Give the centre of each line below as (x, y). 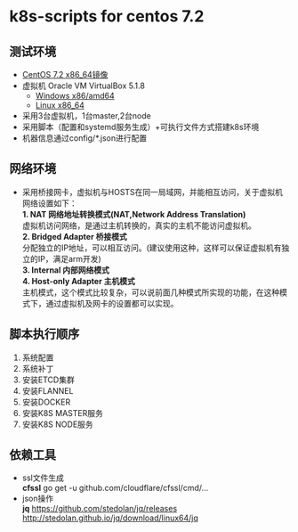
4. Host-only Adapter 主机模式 (78, 281)
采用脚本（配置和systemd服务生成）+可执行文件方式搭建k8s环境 (141, 127)
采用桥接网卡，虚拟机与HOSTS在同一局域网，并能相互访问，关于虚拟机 (152, 192)
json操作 (38, 499)
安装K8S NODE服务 (57, 424)
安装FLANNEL (48, 390)
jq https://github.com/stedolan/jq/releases (100, 509)
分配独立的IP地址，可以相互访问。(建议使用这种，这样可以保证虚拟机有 (152, 248)
